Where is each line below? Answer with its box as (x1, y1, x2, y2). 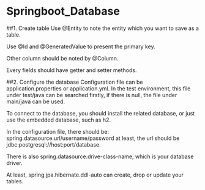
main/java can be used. (6, 98, 65, 105)
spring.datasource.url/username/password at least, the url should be (6, 134, 180, 142)
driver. (6, 159, 23, 166)
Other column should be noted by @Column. (6, 54, 119, 62)
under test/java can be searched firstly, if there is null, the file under (6, 91, 177, 98)
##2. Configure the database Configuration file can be (6, 78, 143, 86)
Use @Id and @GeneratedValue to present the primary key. (6, 43, 155, 50)
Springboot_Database (6, 4, 121, 18)
